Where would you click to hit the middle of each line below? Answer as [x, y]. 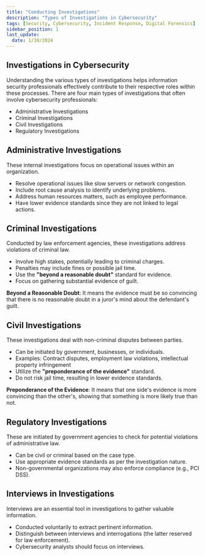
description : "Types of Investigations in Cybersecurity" [82, 18]
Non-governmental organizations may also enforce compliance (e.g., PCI [107, 468]
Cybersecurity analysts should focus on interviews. [80, 546]
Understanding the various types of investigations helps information [92, 80]
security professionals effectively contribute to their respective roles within [101, 86]
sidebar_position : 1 [33, 29]
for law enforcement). [43, 540]
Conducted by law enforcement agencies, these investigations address [96, 243]
